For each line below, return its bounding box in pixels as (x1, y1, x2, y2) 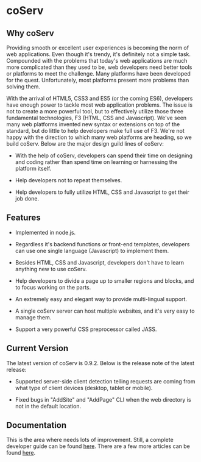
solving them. (6, 83, 41, 90)
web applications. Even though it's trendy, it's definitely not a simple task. (6, 51, 191, 58)
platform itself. (15, 165, 52, 172)
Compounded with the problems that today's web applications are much (6, 57, 188, 64)
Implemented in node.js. (15, 229, 76, 236)
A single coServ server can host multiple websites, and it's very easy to (15, 307, 195, 315)
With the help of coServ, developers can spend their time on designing (15, 152, 193, 159)
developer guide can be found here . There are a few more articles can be (6, 442, 191, 450)
